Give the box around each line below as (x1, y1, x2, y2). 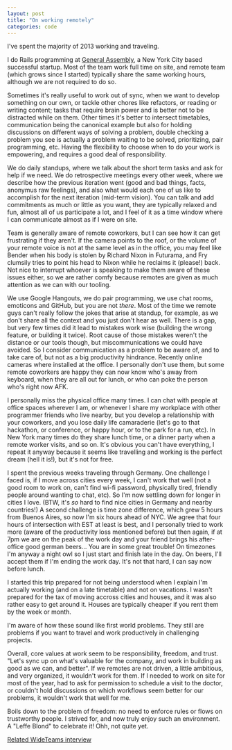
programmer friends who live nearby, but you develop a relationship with (7, 411, 215, 419)
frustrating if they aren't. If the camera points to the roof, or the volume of (7, 236, 217, 245)
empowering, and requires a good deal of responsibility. (7, 150, 167, 158)
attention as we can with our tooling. (7, 281, 111, 289)
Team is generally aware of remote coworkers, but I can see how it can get (7, 229, 220, 237)
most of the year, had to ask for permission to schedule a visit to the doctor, (7, 679, 223, 687)
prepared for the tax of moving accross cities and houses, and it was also (7, 593, 217, 601)
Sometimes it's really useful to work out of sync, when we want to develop (7, 91, 220, 99)
